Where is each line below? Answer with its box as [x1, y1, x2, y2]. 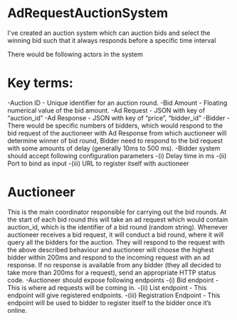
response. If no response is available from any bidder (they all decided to [7, 260, 222, 269]
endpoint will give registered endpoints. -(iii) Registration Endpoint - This [7, 291, 221, 299]
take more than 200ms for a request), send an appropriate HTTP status [7, 268, 216, 277]
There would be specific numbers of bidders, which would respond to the [7, 121, 223, 130]
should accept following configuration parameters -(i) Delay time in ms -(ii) [7, 151, 227, 160]
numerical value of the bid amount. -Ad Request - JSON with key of [7, 105, 205, 115]
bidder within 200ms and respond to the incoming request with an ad [7, 253, 211, 262]
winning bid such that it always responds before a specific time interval [7, 36, 216, 44]
